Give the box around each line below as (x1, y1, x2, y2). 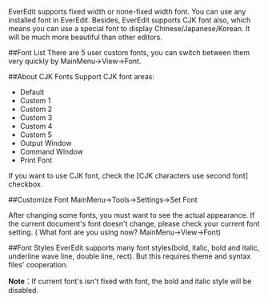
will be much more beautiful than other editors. (8, 32, 162, 42)
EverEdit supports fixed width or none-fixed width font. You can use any (8, 7, 246, 16)
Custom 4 (19, 122, 53, 130)
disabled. (8, 286, 38, 295)
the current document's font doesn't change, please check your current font (8, 219, 260, 228)
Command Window (19, 147, 84, 156)
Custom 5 (19, 130, 53, 139)
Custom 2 (19, 104, 53, 114)
